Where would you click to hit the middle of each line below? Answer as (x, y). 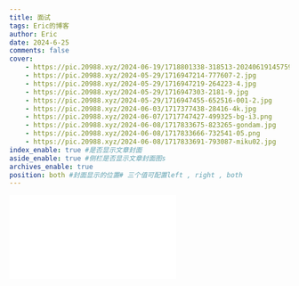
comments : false (39, 51)
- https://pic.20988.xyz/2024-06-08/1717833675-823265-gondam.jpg (151, 126)
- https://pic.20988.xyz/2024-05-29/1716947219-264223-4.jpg (141, 84)
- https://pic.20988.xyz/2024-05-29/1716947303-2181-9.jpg (137, 92)
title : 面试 (30, 17)
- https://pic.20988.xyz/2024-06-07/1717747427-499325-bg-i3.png (149, 117)
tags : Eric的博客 (39, 26)
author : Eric (33, 34)
